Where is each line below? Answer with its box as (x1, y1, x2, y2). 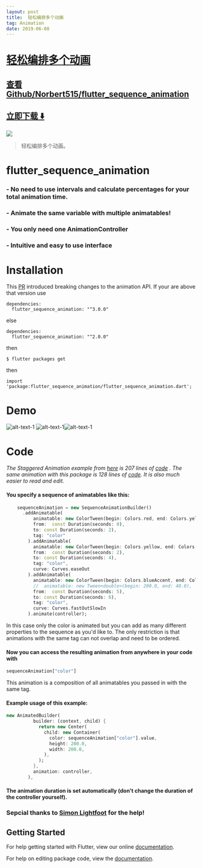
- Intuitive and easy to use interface (6, 241, 112, 249)
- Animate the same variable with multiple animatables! (6, 208, 171, 217)
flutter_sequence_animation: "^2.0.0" (11, 334, 109, 340)
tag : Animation (6, 20, 44, 26)
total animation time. (6, 192, 68, 201)
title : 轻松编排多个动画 (6, 14, 64, 20)
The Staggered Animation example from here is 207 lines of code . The (6, 464, 182, 472)
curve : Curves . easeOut (32, 566, 90, 572)
